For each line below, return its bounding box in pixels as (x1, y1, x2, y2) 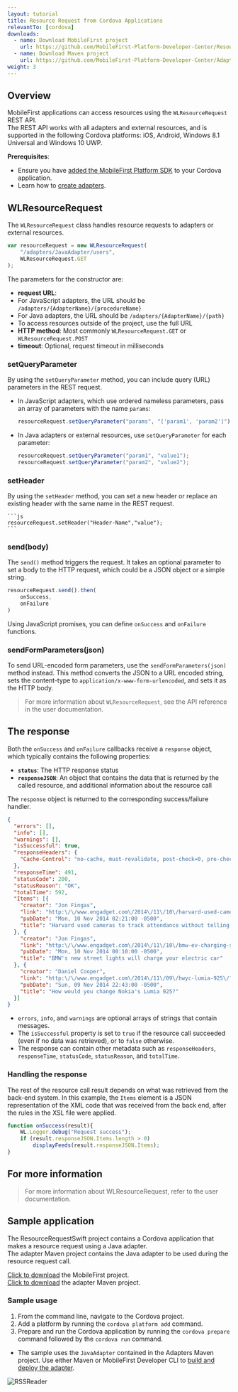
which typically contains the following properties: (7, 751, 151, 761)
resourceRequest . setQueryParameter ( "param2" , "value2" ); (17, 459, 190, 466)
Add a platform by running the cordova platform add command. (17, 1319, 203, 1328)
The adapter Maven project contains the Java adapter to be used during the (7, 1249, 229, 1258)
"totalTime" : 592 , (13, 889, 69, 896)
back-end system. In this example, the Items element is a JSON (7, 1093, 193, 1102)
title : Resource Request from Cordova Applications (7, 17, 163, 24)
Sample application (7, 1215, 94, 1227)
